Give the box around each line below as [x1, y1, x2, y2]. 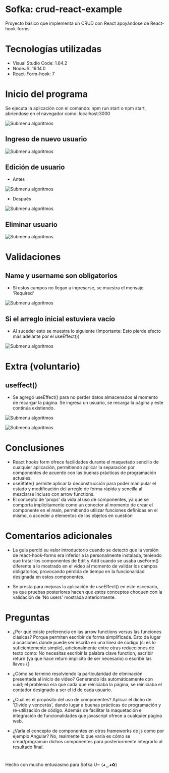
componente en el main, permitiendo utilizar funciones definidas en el [12, 507, 158, 513]
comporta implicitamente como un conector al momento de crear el [12, 502, 153, 508]
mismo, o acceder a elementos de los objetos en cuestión [12, 512, 133, 519]
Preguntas [5, 612, 50, 624]
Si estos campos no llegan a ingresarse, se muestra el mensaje [12, 285, 144, 291]
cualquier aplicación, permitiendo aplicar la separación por [12, 465, 135, 470]
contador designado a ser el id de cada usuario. [12, 687, 112, 693]
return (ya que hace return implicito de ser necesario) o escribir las [12, 655, 152, 661]
